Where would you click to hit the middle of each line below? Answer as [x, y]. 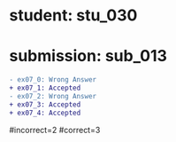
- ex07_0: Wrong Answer [53, 80]
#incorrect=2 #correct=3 [55, 130]
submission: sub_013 [88, 56]
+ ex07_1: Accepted [45, 88]
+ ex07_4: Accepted [45, 113]
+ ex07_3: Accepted [45, 104]
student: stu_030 [73, 16]
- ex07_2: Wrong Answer [53, 96]
